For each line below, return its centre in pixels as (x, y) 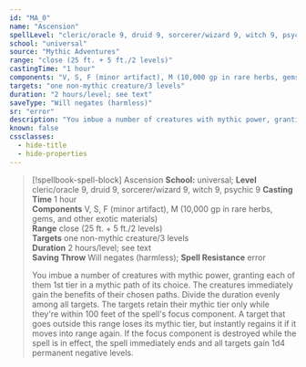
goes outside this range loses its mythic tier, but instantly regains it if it (164, 323)
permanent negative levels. (82, 352)
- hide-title (42, 145)
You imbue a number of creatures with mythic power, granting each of (163, 275)
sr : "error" (32, 111)
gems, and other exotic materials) (95, 218)
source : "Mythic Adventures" (65, 52)
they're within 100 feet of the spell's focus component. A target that (158, 314)
